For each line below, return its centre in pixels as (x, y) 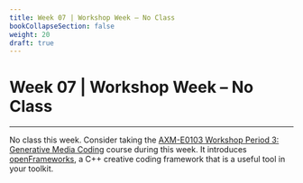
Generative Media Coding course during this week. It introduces (128, 150)
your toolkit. (32, 169)
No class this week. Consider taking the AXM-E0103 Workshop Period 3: (144, 140)
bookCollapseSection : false (62, 26)
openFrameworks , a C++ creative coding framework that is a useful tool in (147, 160)
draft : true (32, 43)
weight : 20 (30, 34)
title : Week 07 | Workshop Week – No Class (92, 18)
